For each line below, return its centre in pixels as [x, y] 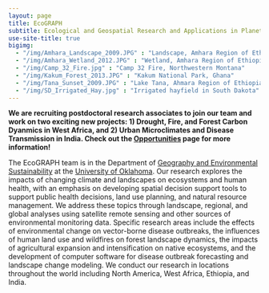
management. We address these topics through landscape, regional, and [128, 206]
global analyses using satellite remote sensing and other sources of [120, 214]
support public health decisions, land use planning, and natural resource [128, 197]
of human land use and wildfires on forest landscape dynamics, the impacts [133, 240]
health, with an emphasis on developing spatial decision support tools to [127, 189]
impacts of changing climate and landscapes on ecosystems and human [127, 180]
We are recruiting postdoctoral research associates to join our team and [130, 113]
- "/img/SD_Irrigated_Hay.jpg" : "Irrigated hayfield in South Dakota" [138, 90]
